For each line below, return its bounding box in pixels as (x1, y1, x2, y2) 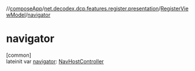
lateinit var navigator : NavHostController (6, 57, 105, 64)
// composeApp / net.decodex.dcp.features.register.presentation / (6, 5, 161, 12)
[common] (6, 51, 31, 59)
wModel (6, 11, 26, 18)
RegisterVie (160, 5, 189, 12)
